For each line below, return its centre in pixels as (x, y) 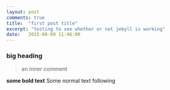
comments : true (26, 18)
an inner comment (44, 69)
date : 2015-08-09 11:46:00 (43, 35)
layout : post (23, 12)
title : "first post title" (42, 23)
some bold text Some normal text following (61, 81)
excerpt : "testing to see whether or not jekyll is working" (86, 29)
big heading (24, 56)
